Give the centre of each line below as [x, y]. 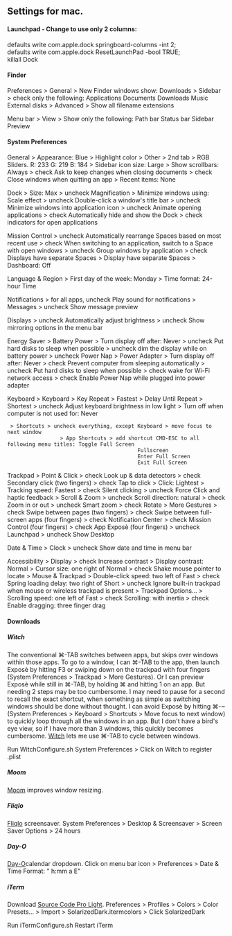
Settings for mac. [45, 11]
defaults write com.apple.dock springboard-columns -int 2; [92, 44]
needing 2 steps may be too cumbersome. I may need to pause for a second [116, 691]
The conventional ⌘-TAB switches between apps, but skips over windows [113, 655]
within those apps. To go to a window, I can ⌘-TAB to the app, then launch [114, 662]
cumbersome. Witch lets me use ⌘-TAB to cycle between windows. [104, 736]
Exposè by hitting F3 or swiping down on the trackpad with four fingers [109, 669]
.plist [14, 756]
